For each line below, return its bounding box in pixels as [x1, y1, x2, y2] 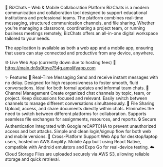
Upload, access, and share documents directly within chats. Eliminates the [5, 106, 154, 111]
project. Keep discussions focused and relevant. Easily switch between [5, 95, 147, 101]
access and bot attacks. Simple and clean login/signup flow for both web [5, 129, 151, 134]
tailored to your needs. [5, 35, 51, 41]
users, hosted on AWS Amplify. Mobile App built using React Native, [5, 139, 141, 144]
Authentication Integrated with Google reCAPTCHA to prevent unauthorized [5, 123, 157, 129]
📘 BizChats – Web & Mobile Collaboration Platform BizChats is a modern [5, 5, 149, 10]
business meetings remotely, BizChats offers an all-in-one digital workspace [5, 31, 158, 36]
